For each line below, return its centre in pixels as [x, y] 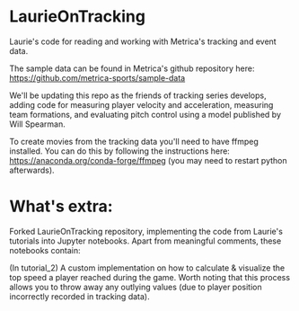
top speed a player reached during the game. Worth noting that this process [149, 277]
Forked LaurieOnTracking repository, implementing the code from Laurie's [146, 231]
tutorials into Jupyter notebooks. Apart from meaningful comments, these [145, 241]
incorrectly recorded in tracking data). [79, 296]
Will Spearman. [37, 124]
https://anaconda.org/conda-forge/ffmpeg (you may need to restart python [148, 160]
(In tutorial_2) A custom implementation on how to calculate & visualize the [147, 268]
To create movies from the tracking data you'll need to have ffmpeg [134, 141]
